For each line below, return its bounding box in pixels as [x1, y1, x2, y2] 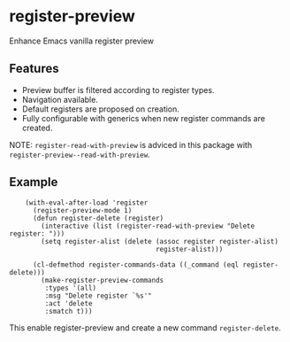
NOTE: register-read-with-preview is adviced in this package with [9, 139, 253, 150]
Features [9, 61, 59, 76]
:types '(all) [44, 284, 97, 292]
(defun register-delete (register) [32, 214, 164, 222]
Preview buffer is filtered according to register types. [21, 84, 215, 95]
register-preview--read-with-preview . [9, 149, 150, 159]
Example [9, 175, 58, 190]
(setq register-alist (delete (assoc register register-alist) [41, 237, 279, 245]
